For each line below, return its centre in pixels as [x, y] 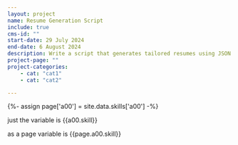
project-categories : [38, 67]
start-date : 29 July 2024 [46, 41]
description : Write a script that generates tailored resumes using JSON [119, 54]
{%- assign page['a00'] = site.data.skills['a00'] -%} [83, 107]
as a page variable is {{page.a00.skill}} [64, 134]
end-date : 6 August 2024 [44, 47]
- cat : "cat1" [41, 73]
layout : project [31, 14]
